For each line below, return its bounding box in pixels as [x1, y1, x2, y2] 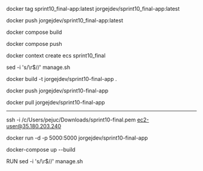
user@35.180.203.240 [6, 123, 62, 129]
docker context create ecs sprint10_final [6, 52, 106, 59]
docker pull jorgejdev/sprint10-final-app [6, 99, 105, 106]
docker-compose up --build [6, 146, 76, 153]
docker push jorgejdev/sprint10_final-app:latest [6, 17, 123, 24]
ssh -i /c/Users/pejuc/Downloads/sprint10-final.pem [6, 116, 136, 123]
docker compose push [6, 40, 62, 47]
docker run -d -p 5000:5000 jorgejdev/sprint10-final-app [6, 134, 148, 141]
